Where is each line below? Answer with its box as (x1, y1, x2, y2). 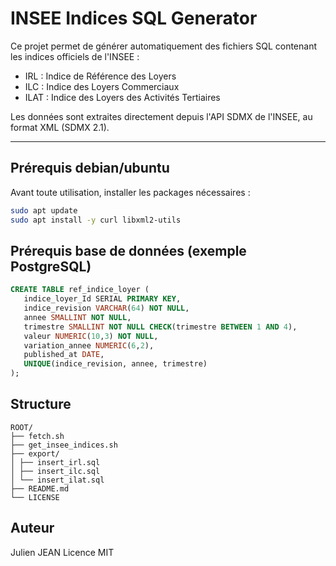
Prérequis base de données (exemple (10, 242, 247, 259)
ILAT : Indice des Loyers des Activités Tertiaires (24, 91, 221, 103)
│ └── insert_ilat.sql (10, 475, 105, 485)
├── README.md (10, 483, 70, 494)
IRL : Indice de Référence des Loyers (24, 70, 177, 82)
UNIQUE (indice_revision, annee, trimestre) (23, 359, 208, 369)
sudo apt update (10, 205, 78, 216)
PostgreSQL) (10, 258, 92, 275)
